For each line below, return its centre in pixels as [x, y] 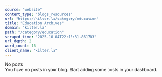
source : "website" [24, 10]
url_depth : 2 [18, 41]
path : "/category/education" [35, 32]
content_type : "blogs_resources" [39, 14]
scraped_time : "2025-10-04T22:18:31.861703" [51, 37]
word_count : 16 [20, 46]
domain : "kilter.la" [26, 28]
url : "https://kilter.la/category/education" [52, 19]
